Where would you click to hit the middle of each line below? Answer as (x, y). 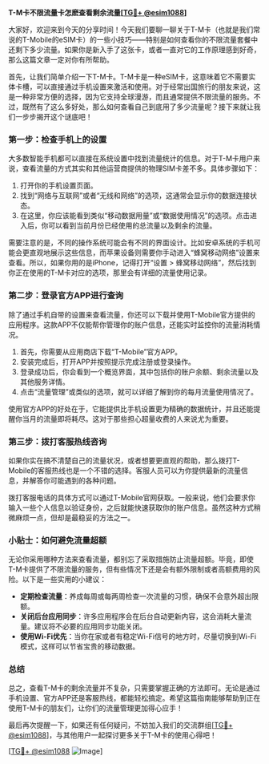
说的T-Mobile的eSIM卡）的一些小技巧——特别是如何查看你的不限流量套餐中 (133, 40)
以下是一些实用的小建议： (64, 580)
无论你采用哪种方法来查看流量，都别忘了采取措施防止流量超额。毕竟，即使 (131, 560)
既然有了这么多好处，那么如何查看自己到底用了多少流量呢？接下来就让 (138, 107)
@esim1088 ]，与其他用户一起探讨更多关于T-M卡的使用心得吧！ (113, 735)
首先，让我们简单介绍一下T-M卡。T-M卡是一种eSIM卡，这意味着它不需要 (128, 77)
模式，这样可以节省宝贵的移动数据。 (80, 647)
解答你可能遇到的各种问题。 (75, 480)
